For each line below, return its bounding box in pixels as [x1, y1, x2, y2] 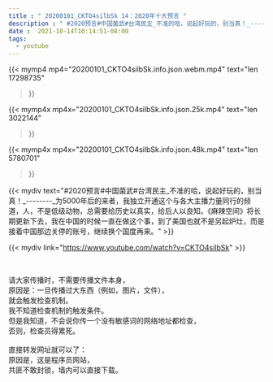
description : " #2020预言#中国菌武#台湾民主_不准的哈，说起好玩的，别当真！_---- [8, 20, 266, 28]
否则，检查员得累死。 [8, 326, 80, 336]
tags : [8, 34, 27, 43]
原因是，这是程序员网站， [8, 355, 94, 365]
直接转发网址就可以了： [8, 345, 87, 354]
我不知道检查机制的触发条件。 [8, 306, 108, 315]
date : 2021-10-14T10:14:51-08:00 [8, 27, 129, 35]
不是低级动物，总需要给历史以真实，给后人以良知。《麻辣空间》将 [36, 206, 254, 216]
